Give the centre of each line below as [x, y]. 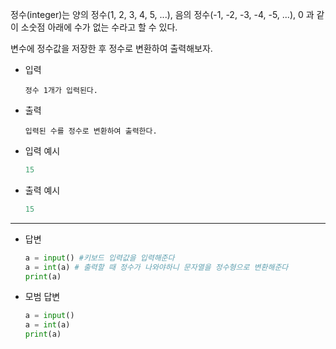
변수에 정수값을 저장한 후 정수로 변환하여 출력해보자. [111, 48]
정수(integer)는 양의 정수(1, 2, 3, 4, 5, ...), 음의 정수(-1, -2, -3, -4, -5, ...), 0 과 [162, 14]
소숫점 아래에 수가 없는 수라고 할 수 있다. [99, 27]
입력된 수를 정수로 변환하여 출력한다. [91, 131]
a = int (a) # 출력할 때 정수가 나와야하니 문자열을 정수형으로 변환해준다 [156, 267]
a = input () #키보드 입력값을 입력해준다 [99, 258]
